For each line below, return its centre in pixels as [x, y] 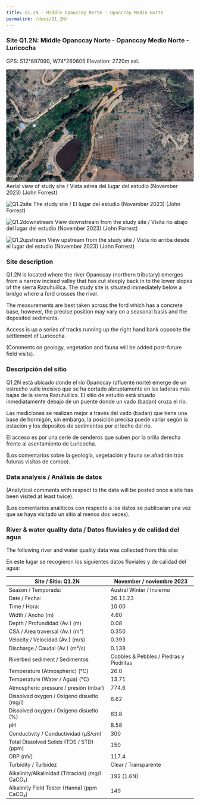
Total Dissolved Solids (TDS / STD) [51, 742]
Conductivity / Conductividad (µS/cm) [55, 733]
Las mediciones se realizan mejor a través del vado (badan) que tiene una [97, 413]
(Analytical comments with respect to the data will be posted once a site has [100, 490]
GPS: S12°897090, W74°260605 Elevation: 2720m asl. [73, 61]
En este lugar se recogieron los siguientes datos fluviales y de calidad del [96, 562]
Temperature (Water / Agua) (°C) [49, 679]
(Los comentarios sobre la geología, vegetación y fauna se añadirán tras [95, 455]
